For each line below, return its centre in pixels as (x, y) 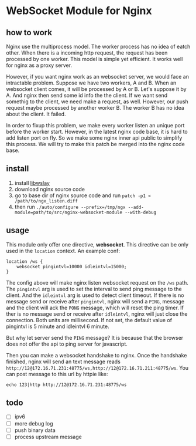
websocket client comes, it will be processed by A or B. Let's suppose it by (96, 89)
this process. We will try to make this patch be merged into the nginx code (96, 144)
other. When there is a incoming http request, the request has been (87, 53)
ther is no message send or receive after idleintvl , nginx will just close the (97, 314)
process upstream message (48, 437)
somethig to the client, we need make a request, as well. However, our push (97, 102)
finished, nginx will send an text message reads (63, 361)
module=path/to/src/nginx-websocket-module (68, 212)
